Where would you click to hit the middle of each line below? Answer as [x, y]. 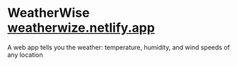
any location [25, 55]
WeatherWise [48, 13]
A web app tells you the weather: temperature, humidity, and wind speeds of [118, 47]
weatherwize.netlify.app [81, 28]
